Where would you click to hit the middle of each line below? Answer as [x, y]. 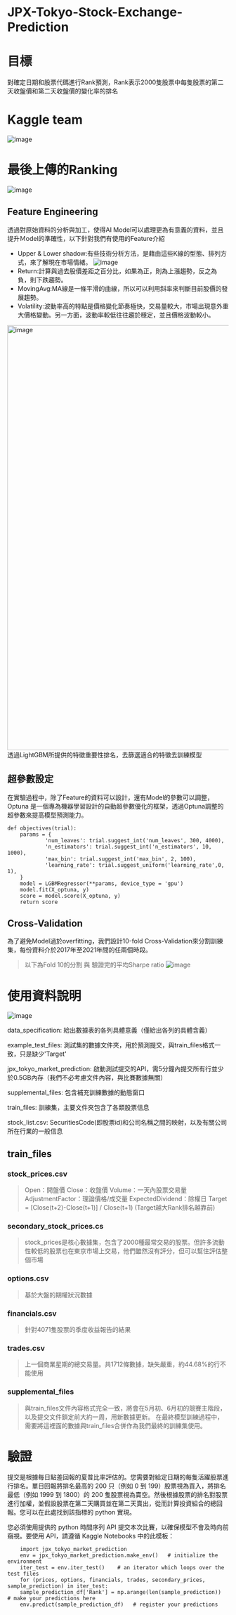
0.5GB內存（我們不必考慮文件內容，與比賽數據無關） [90, 1078]
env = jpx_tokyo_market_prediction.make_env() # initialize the [119, 1556]
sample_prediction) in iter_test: [58, 1586]
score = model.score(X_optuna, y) [70, 896]
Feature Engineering [53, 212]
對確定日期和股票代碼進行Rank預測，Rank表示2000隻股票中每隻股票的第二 [116, 82]
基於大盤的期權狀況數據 [58, 1295]
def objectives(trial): [42, 828]
